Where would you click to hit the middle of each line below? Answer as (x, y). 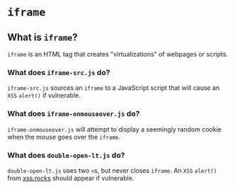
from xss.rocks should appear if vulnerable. (71, 178)
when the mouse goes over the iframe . (64, 137)
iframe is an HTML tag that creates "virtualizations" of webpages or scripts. (118, 54)
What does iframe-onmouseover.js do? (74, 114)
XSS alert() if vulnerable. (44, 96)
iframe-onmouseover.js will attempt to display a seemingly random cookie (114, 129)
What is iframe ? (42, 37)
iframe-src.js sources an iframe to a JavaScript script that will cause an (114, 88)
